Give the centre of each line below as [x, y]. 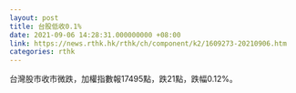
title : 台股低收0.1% [46, 26]
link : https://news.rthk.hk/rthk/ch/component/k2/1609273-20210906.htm [148, 43]
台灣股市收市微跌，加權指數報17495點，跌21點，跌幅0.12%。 [124, 79]
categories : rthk [42, 52]
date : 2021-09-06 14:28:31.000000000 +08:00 [95, 35]
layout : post [34, 18]
